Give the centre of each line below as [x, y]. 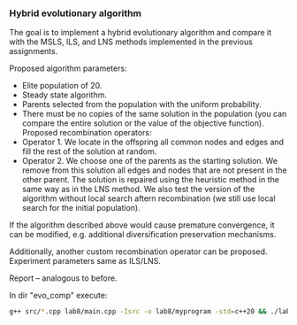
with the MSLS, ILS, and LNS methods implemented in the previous [131, 42]
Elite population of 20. [62, 86]
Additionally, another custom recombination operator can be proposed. [138, 251]
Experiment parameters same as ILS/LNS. [85, 261]
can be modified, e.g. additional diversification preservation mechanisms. [143, 235]
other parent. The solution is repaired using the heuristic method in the [151, 180]
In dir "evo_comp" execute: [58, 296]
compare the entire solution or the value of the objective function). [143, 123]
